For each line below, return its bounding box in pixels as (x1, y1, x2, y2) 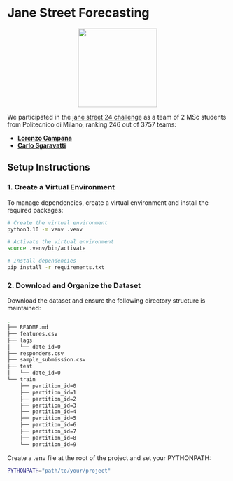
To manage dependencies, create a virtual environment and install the (7, 198, 209, 207)
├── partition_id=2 (20, 395, 77, 403)
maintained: (7, 304, 41, 313)
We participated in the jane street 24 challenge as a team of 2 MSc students (7, 113, 227, 121)
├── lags (7, 337, 33, 344)
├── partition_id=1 (20, 389, 77, 396)
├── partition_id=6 (20, 422, 77, 429)
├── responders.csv (7, 350, 64, 357)
